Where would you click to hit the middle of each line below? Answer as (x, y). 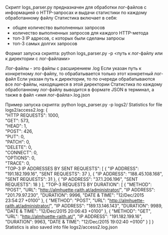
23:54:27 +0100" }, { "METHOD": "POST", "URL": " (57, 200)
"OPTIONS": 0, (21, 158)
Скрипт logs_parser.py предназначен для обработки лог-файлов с (76, 7)
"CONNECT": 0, (22, 153)
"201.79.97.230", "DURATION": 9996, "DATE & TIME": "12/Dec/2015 (75, 195)
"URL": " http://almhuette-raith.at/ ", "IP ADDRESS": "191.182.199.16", (74, 216)
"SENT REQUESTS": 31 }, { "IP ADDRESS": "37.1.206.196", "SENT (72, 179)
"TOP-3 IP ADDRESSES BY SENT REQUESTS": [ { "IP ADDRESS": (72, 168)
